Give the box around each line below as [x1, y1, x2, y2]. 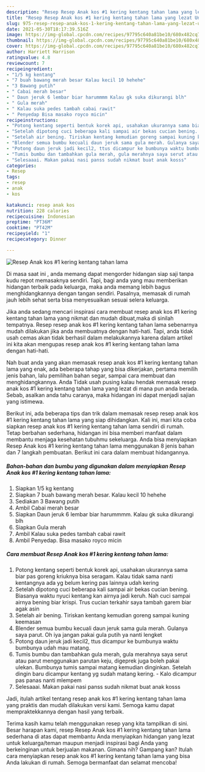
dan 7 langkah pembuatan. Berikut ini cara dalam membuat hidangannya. [6, 448, 190, 456]
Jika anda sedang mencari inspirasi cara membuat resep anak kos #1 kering [6, 308, 197, 315]
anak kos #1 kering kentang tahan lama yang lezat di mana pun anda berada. [6, 385, 199, 392]
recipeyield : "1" [6, 231, 51, 237]
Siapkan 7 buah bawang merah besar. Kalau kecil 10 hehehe [15, 491, 167, 499]
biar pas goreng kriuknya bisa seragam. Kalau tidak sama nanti [15, 573, 173, 580]
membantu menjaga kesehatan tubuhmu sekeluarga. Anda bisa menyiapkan [6, 436, 197, 443]
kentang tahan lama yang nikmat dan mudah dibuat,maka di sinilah [6, 314, 174, 322]
